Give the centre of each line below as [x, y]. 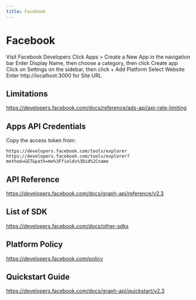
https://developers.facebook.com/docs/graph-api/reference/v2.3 [85, 193]
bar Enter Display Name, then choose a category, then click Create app [92, 63]
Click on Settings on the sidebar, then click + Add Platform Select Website [95, 69]
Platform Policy [35, 245]
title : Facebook [26, 11]
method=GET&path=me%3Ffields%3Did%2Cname [58, 162]
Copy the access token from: [41, 141]
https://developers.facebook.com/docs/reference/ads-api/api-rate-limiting [96, 108]
